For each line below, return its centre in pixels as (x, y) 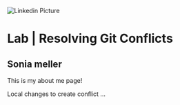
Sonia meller (34, 64)
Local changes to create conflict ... (56, 94)
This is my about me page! (45, 80)
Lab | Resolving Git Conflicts (90, 39)
